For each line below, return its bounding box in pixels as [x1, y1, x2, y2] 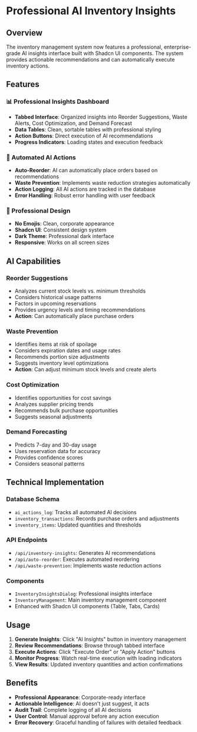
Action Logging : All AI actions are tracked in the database [14, 185, 156, 192]
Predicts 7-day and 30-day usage [14, 441, 97, 448]
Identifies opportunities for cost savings [14, 394, 112, 401]
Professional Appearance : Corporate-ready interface [14, 694, 146, 701]
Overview [6, 28, 43, 38]
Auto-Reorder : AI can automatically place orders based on [14, 166, 158, 174]
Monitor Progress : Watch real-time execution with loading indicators [14, 654, 182, 662]
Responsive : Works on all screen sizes [14, 239, 110, 246]
